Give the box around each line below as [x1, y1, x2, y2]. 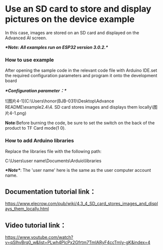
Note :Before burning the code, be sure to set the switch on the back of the [5, 120, 155, 126]
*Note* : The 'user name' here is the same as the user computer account [5, 167, 151, 173]
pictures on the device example [5, 14, 135, 25]
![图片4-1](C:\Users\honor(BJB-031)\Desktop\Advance [5, 98, 114, 104]
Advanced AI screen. [5, 35, 47, 41]
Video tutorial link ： [5, 221, 67, 229]
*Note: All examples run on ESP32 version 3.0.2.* [5, 44, 109, 50]
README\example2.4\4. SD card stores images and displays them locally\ [5, 104, 153, 110]
